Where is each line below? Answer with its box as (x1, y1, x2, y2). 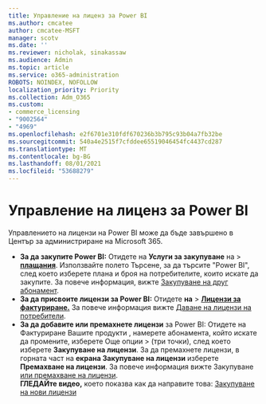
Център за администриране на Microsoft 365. (8, 236, 163, 245)
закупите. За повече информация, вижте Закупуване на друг (19, 277, 229, 287)
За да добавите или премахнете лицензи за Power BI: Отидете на (19, 320, 247, 329)
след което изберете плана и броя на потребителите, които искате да (19, 269, 259, 278)
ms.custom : (8, 100, 45, 108)
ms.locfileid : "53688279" (8, 167, 94, 175)
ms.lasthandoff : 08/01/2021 (8, 160, 102, 168)
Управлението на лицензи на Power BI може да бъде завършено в (8, 228, 233, 237)
